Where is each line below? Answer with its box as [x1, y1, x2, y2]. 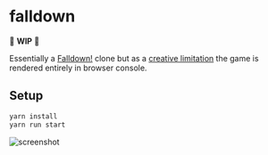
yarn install [9, 111, 58, 121]
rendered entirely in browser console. [9, 62, 147, 73]
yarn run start [9, 120, 66, 129]
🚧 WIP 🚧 [9, 36, 40, 46]
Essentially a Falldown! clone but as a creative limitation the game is [9, 53, 259, 63]
